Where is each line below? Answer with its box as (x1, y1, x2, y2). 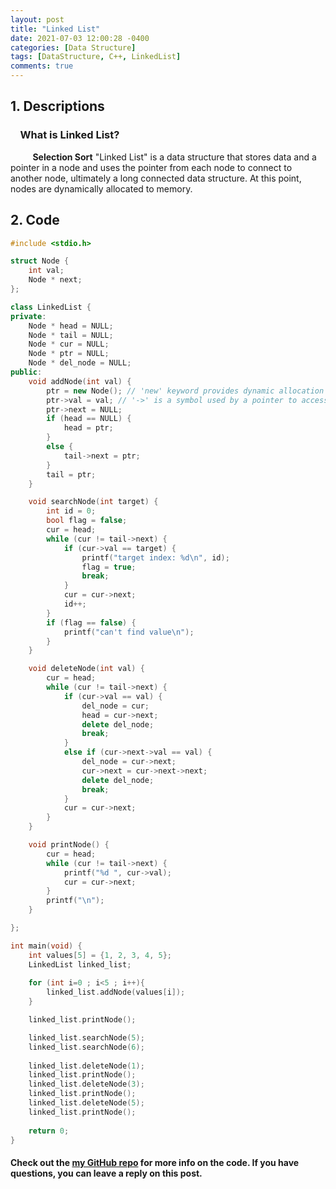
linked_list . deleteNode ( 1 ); (28, 1061, 145, 1071)
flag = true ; (81, 562, 137, 572)
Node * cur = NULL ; (28, 339, 110, 350)
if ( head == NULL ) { (46, 414, 132, 424)
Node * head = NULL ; (28, 321, 114, 331)
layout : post (10, 14, 65, 25)
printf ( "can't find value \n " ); (63, 627, 195, 637)
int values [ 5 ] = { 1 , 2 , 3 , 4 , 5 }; (28, 950, 173, 960)
